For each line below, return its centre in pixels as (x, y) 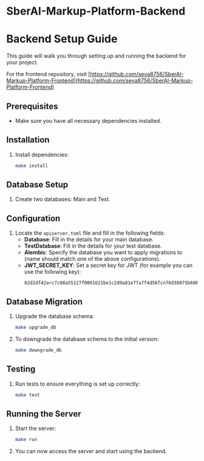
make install (32, 165)
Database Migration (45, 301)
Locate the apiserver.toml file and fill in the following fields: (90, 233)
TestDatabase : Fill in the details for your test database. (93, 246)
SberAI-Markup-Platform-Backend (96, 11)
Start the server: (36, 428)
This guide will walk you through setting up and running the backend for (96, 56)
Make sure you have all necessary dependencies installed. (88, 120)
